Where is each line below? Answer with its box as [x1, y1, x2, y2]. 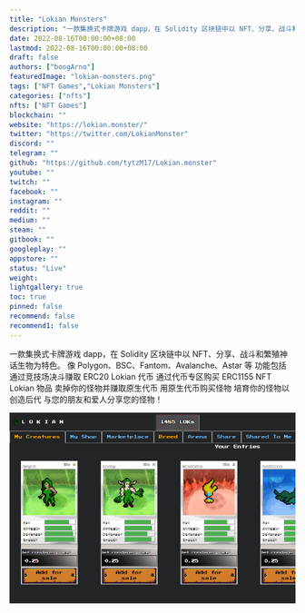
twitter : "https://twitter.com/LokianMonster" [9, 130, 189, 139]
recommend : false [9, 311, 75, 321]
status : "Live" [9, 263, 67, 272]
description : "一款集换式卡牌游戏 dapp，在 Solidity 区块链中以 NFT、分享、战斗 [9, 24, 292, 34]
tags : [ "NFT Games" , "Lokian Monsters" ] [9, 82, 161, 91]
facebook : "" [9, 187, 59, 196]
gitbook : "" [9, 235, 54, 244]
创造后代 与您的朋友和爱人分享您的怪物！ [9, 393, 163, 404]
